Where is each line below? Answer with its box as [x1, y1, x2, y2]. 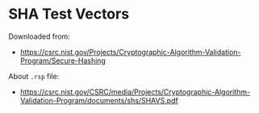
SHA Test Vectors [8, 5, 130, 23]
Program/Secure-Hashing [19, 56, 107, 65]
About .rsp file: [8, 71, 60, 81]
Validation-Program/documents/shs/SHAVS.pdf [19, 95, 179, 105]
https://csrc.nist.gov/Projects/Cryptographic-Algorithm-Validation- [19, 47, 241, 56]
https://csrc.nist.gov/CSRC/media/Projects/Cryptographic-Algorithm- [19, 86, 251, 97]
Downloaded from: [8, 31, 70, 41]
